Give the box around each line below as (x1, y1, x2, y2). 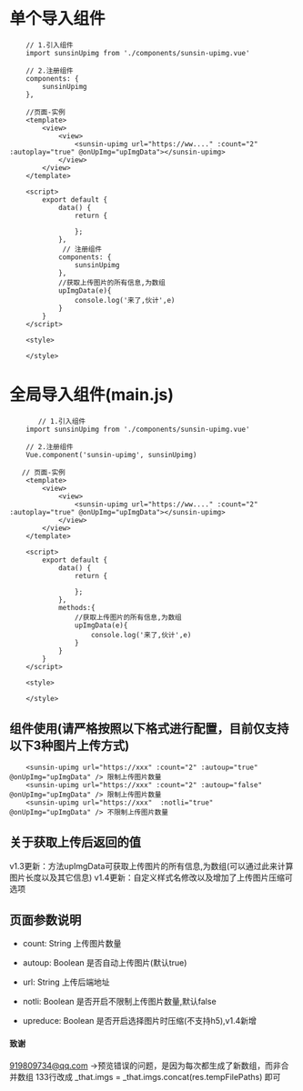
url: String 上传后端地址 (22, 976, 111, 987)
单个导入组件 (9, 8, 106, 29)
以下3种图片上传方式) (9, 738, 130, 754)
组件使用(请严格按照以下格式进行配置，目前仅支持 (9, 721, 289, 736)
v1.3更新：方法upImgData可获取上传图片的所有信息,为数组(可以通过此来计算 (9, 860, 294, 871)
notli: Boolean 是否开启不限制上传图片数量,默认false (22, 996, 217, 1007)
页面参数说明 (9, 912, 82, 927)
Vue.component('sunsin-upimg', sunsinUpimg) (25, 450, 197, 459)
